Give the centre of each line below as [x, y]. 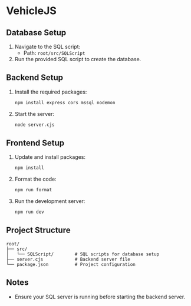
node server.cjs [34, 125]
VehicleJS [32, 11]
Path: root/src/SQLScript [54, 53]
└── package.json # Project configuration [71, 264]
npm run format [33, 190]
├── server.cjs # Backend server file [68, 259]
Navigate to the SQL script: [47, 46]
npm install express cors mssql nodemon [65, 102]
